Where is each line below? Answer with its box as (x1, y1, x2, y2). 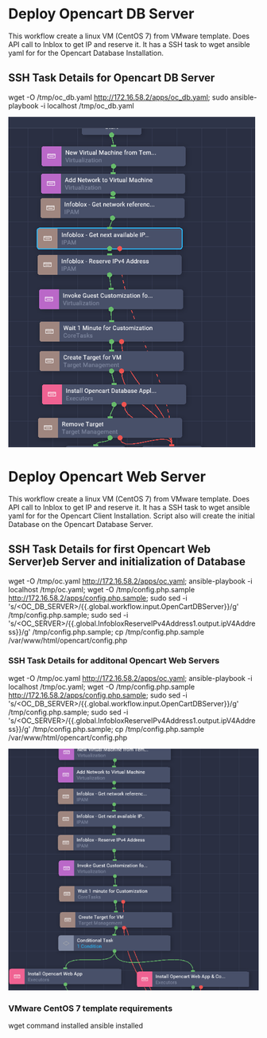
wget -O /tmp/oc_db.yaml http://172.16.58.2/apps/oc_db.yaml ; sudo (8, 92, 229, 102)
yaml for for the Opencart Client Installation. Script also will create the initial (8, 511, 256, 521)
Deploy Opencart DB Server (8, 5, 195, 23)
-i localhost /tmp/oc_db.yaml (40, 100, 134, 110)
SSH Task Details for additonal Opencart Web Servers (8, 655, 220, 666)
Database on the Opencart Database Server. (8, 519, 153, 529)
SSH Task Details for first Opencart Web (8, 543, 211, 556)
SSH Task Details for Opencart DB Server (8, 71, 215, 85)
